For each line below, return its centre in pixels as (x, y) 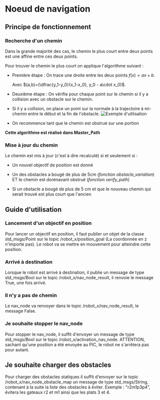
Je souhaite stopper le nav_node (44, 324)
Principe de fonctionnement (48, 27)
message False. (21, 311)
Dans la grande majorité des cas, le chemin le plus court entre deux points (79, 51)
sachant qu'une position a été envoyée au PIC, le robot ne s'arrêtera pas (77, 344)
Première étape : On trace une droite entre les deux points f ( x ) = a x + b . (84, 75)
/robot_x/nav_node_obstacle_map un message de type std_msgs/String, (77, 382)
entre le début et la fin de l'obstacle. (64, 114)
